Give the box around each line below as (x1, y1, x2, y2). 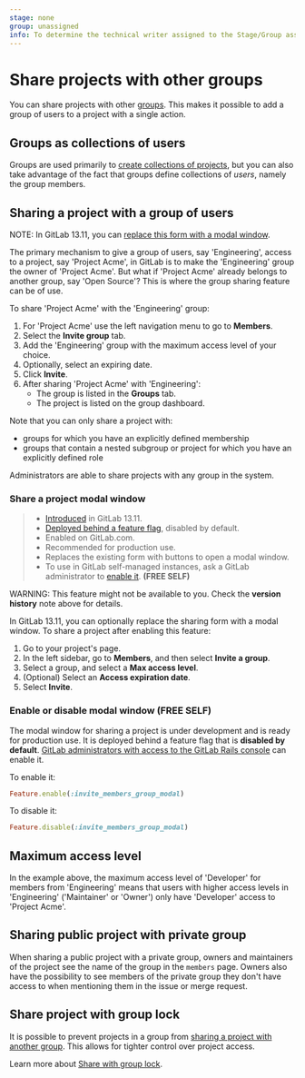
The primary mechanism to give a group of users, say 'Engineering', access (9, 246, 292, 257)
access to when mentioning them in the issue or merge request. (9, 980, 248, 991)
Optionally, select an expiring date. (22, 359, 152, 370)
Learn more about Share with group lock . (9, 1058, 163, 1069)
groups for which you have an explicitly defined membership (22, 432, 250, 443)
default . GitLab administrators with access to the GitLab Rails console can (9, 744, 287, 755)
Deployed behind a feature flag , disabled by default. (44, 523, 241, 534)
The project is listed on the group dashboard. (35, 397, 206, 409)
